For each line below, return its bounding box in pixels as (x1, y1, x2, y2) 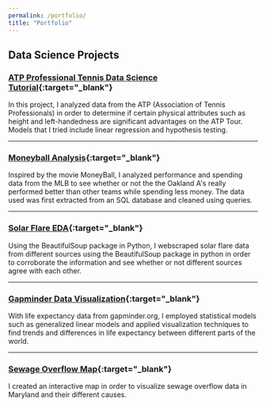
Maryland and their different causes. (8, 390, 127, 400)
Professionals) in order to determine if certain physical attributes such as (8, 108, 246, 118)
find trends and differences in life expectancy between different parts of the (8, 328, 256, 337)
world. (8, 337, 29, 346)
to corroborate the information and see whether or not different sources (8, 257, 243, 267)
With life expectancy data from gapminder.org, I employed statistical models (8, 311, 257, 321)
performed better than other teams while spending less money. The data (8, 187, 245, 196)
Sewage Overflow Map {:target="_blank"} (8, 363, 173, 375)
